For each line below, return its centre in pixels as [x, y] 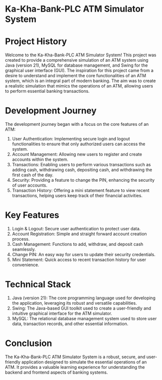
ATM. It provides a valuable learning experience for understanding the [75, 367]
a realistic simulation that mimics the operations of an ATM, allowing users [79, 86]
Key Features [32, 215]
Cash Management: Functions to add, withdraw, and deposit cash [78, 244]
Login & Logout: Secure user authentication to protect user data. [76, 229]
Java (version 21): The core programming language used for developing [84, 298]
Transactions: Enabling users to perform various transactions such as [81, 165]
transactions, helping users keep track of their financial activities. [77, 196]
